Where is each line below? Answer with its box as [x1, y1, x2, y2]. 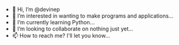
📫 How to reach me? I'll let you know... [12, 32, 111, 39]
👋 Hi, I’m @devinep [12, 6, 60, 13]
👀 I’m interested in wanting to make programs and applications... [12, 12, 174, 19]
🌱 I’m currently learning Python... [12, 19, 95, 26]
